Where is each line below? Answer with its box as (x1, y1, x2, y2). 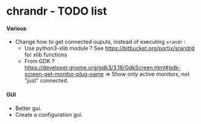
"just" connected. (24, 77, 69, 84)
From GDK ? (24, 58, 55, 65)
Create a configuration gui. (15, 111, 83, 118)
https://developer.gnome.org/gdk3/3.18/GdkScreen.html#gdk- (24, 64, 181, 71)
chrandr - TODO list (6, 4, 107, 18)
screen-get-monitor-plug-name (24, 71, 104, 78)
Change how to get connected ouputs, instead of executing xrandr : (15, 38, 186, 46)
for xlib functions (24, 51, 67, 58)
